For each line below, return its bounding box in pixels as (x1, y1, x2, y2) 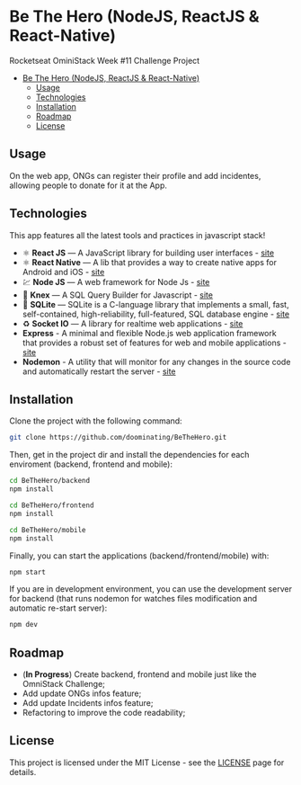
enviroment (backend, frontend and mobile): (9, 459, 173, 469)
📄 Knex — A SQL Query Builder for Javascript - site (22, 290, 214, 300)
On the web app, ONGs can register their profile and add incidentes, (9, 170, 261, 181)
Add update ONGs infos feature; (22, 688, 142, 699)
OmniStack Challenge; (22, 679, 106, 690)
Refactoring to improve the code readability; (22, 708, 186, 718)
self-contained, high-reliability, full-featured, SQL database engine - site (22, 308, 290, 319)
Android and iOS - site (22, 266, 105, 277)
